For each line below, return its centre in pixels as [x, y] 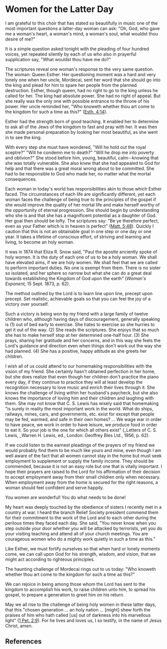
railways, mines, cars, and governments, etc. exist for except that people [80, 414]
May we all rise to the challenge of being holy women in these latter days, [81, 604]
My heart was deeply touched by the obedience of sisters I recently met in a [83, 507]
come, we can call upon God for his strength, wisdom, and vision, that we [81, 554]
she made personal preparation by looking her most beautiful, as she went [82, 132]
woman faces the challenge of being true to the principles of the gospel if [81, 199]
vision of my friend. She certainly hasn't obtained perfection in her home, [80, 371]
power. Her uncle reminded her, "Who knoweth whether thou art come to [80, 106]
